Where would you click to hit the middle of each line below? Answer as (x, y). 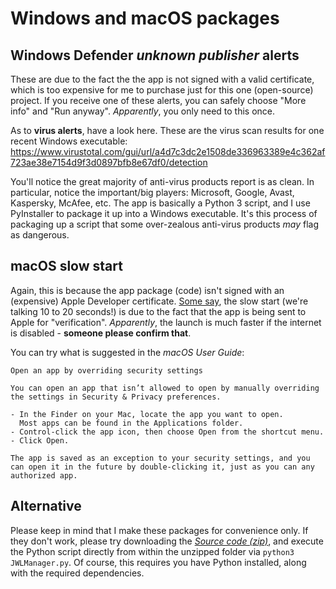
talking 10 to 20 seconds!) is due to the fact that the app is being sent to (158, 311)
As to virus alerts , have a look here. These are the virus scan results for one (167, 130)
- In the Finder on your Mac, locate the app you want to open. (147, 414)
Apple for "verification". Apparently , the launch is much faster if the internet (166, 322)
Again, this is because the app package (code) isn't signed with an (147, 290)
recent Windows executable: (69, 141)
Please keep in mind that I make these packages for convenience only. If (159, 530)
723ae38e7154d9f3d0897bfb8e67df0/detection (109, 162)
